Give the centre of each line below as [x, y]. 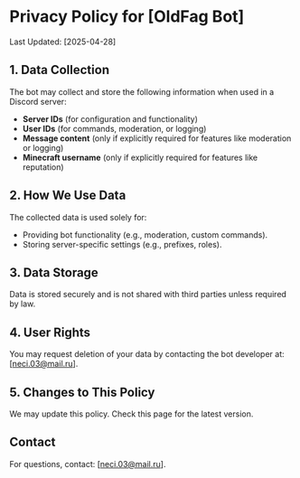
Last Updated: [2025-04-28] [63, 42]
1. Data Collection [60, 70]
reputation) [43, 167]
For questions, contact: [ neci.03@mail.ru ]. [88, 464]
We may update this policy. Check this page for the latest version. [131, 414]
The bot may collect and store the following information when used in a [142, 91]
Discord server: [38, 101]
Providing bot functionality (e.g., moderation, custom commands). [145, 234]
